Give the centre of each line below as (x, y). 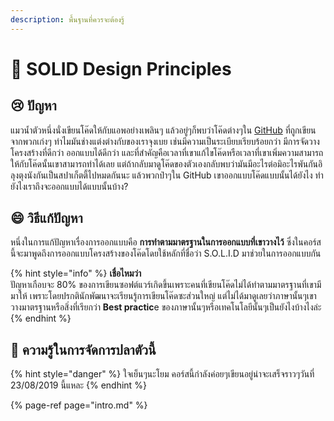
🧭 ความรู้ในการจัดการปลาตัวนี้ (83, 349)
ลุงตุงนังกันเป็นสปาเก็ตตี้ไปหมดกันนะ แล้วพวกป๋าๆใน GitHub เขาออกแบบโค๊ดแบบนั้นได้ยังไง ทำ (167, 175)
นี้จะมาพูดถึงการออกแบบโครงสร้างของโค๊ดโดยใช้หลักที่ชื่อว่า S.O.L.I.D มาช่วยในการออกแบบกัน (166, 253)
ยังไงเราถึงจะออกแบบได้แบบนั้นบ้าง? (69, 186)
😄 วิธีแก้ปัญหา (46, 218)
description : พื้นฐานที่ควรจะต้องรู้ (67, 19)
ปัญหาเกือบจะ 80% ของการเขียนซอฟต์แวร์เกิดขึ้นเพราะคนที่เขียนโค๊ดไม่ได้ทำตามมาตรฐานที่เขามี (166, 285)
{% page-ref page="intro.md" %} (79, 405)
